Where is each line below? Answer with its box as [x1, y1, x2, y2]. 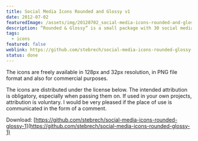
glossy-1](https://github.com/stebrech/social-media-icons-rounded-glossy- [6, 122, 190, 129]
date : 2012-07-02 [6, 14, 49, 20]
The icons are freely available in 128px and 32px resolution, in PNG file [6, 68, 178, 75]
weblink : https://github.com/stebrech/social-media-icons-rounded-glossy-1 [6, 47, 196, 53]
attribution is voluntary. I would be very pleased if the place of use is [6, 98, 172, 106]
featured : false [6, 42, 46, 48]
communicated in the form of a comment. [6, 105, 107, 112]
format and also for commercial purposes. [6, 75, 108, 82]
